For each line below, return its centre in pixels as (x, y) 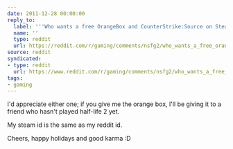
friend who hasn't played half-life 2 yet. (63, 112)
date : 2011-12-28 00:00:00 (46, 14)
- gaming (20, 85)
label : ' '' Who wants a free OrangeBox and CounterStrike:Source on (113, 26)
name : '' (26, 33)
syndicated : (24, 59)
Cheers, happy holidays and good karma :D (69, 139)
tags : (15, 78)
